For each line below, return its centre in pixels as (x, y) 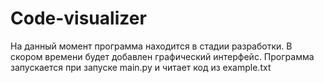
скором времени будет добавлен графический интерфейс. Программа (162, 56)
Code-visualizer (78, 18)
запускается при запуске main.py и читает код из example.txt (141, 67)
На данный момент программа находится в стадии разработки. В (151, 46)
